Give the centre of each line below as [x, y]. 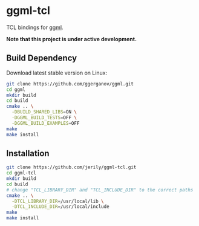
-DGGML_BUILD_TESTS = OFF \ [44, 118]
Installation [28, 153]
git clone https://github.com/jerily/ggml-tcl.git [71, 167]
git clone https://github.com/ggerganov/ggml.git [70, 84]
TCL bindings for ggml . [35, 27]
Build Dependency [42, 58]
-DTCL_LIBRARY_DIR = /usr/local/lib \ [58, 201]
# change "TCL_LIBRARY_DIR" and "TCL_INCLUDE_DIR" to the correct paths [100, 190]
